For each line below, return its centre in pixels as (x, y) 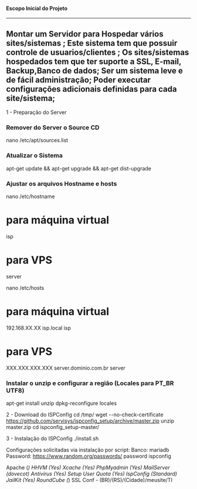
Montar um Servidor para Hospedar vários (85, 34)
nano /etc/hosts (25, 287)
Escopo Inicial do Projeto (37, 8)
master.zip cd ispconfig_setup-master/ (53, 427)
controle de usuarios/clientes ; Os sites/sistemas (98, 52)
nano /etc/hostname (30, 196)
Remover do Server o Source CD (53, 128)
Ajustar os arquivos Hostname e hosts (62, 183)
